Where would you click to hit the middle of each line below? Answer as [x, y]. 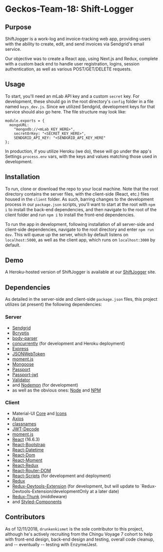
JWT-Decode [26, 429]
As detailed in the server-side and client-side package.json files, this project [81, 299]
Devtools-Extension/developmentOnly [51, 491]
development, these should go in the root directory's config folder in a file [79, 101]
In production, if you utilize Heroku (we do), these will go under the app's [78, 151]
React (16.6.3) [26, 439]
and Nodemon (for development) [45, 385]
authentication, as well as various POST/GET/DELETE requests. [68, 69]
